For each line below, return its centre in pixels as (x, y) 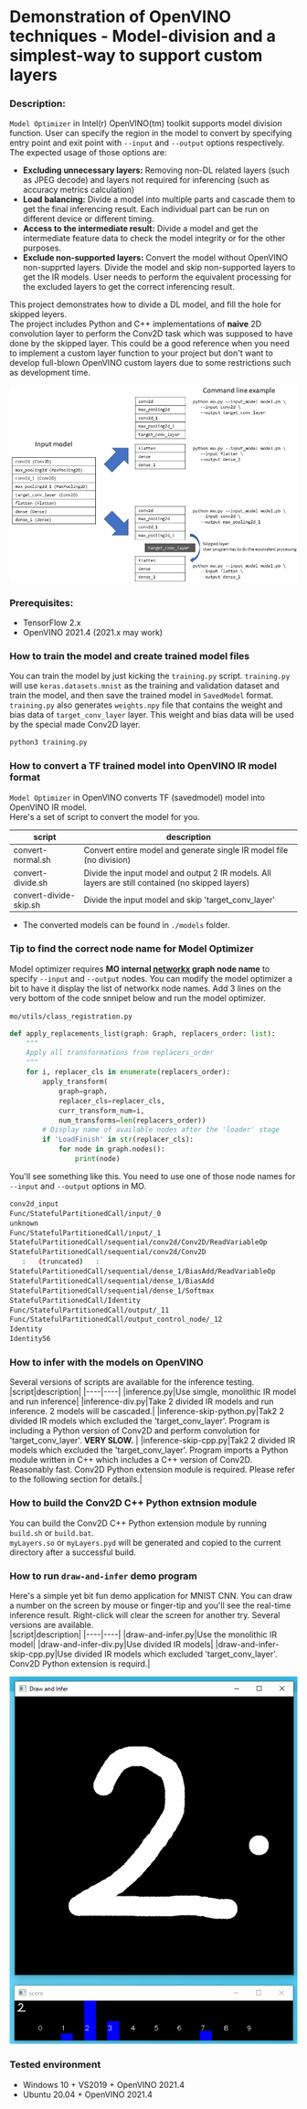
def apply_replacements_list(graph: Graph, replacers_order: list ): (143, 1033)
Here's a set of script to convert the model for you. (105, 816)
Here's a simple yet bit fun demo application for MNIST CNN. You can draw (151, 1595)
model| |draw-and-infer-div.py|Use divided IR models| (111, 1644)
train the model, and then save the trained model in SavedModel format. (142, 696)
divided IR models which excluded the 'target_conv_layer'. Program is (140, 1421)
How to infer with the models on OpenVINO (106, 1362)
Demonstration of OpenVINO (120, 17)
